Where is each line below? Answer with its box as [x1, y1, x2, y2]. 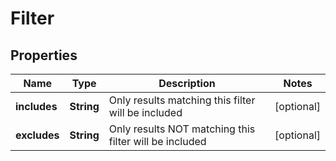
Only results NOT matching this [108, 122, 256, 136]
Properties [10, 47, 78, 64]
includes [15, 100, 58, 113]
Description [158, 77, 216, 90]
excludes [15, 128, 60, 142]
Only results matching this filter [108, 93, 256, 107]
